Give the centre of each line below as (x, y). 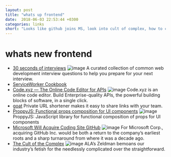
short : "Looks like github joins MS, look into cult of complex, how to (84, 29)
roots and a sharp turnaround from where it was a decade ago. (78, 138)
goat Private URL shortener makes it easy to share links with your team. (88, 106)
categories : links (25, 24)
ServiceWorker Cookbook (40, 84)
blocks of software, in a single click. (50, 101)
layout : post (19, 10)
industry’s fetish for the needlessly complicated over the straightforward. (89, 149)
